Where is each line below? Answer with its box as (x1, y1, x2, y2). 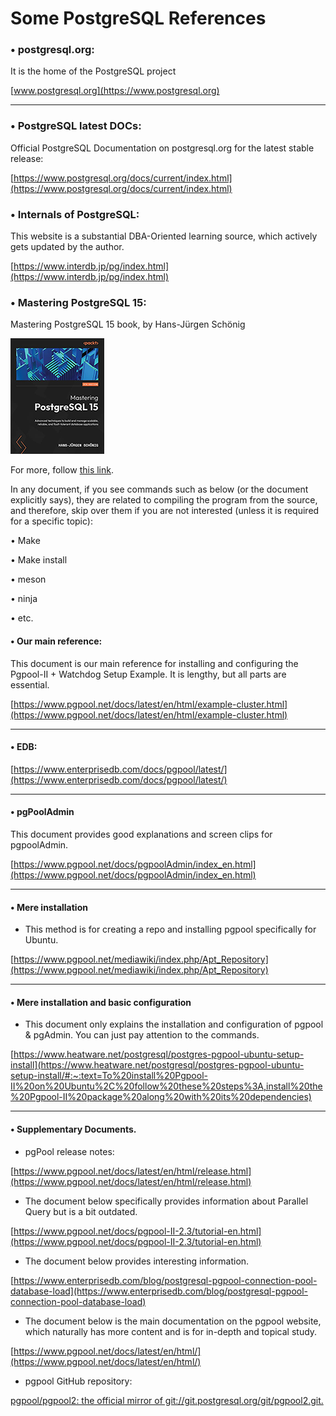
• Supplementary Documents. (10, 1123, 137, 1135)
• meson (10, 573, 47, 586)
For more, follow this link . (10, 464, 114, 476)
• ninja (10, 593, 38, 605)
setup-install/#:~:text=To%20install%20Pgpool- (10, 1070, 208, 1082)
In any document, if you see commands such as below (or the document (10, 483, 309, 496)
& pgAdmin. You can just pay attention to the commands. (24, 1029, 260, 1041)
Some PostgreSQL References (10, 7, 267, 30)
